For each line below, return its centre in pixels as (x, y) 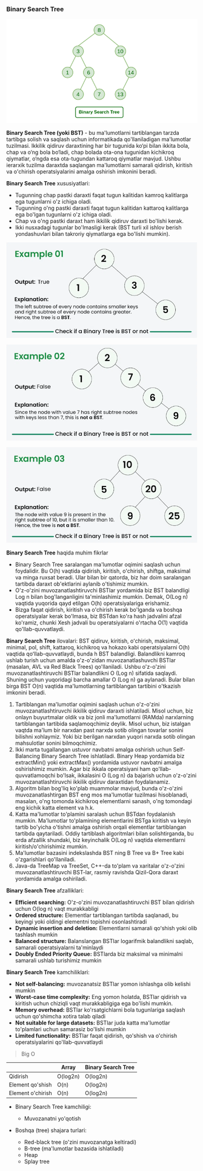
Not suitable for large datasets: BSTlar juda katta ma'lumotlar (92, 1023)
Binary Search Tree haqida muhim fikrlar (57, 553)
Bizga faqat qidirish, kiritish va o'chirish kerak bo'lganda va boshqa (99, 609)
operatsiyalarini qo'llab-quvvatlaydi (59, 1042)
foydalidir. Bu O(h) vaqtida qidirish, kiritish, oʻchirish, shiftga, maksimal (103, 571)
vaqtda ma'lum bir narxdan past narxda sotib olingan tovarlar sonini (99, 730)
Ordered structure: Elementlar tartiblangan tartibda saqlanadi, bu (97, 915)
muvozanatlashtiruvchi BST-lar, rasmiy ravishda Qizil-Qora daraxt (97, 872)
